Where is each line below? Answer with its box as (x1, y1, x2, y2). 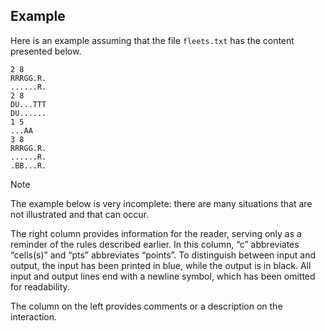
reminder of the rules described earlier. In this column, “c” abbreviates (10, 238, 300, 250)
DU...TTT (10, 99, 47, 109)
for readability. (10, 280, 70, 293)
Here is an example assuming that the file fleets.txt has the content (10, 34, 295, 46)
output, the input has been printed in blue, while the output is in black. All (10, 259, 312, 271)
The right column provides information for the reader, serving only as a (10, 227, 302, 239)
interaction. (10, 310, 58, 323)
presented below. (10, 45, 82, 57)
